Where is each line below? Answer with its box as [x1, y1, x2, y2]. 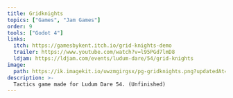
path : [13, 68, 30, 75]
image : [7, 61, 26, 68]
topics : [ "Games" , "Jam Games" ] [7, 17, 101, 23]
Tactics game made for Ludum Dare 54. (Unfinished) [13, 81, 166, 88]
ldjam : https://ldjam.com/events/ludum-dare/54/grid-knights [13, 55, 194, 62]
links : [7, 36, 26, 43]
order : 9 [7, 23, 33, 30]
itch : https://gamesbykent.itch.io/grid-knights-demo [13, 42, 172, 49]
